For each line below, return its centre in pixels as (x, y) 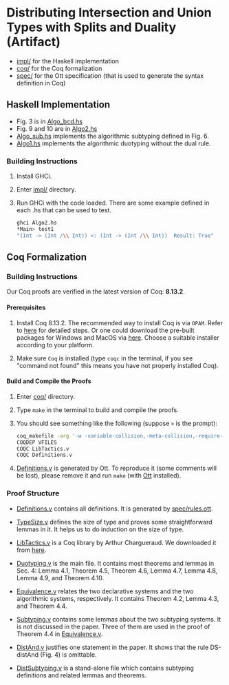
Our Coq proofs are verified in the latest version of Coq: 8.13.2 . (96, 292)
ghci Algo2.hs (36, 223)
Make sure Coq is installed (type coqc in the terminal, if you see (105, 358)
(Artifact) (34, 42)
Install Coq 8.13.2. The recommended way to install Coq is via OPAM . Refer (120, 323)
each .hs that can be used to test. (64, 210)
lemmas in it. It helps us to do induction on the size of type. (100, 529)
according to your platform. (55, 345)
